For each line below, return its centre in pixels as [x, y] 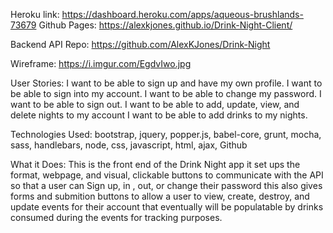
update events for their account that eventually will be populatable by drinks [167, 207]
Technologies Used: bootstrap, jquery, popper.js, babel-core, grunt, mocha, [166, 134]
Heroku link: [35, 14]
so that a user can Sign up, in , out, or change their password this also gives [166, 185]
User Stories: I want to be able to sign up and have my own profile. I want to [166, 83]
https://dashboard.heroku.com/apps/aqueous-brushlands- [182, 14]
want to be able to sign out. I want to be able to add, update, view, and [155, 104]
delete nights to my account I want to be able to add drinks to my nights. [159, 115]
